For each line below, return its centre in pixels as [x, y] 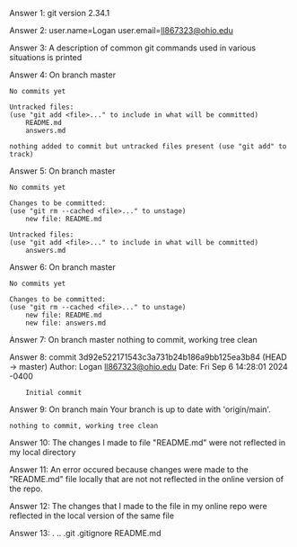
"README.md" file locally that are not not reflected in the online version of [147, 479]
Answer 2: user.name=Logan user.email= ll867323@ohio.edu [121, 30]
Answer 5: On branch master [62, 171]
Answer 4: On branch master [63, 75]
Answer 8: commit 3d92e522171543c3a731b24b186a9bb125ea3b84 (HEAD [148, 357]
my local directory [43, 452]
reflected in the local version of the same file [92, 516]
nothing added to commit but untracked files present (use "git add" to [148, 147]
